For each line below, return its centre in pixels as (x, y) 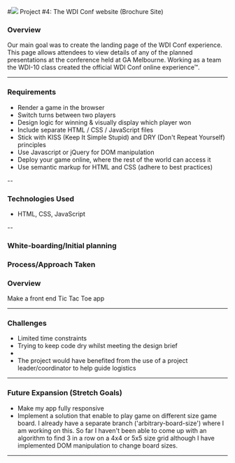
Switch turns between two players (66, 115)
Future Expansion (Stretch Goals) (65, 393)
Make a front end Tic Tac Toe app (56, 298)
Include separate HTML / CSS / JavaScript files (85, 130)
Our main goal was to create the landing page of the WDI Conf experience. (115, 45)
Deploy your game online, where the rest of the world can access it (114, 159)
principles (32, 144)
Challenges (27, 323)
